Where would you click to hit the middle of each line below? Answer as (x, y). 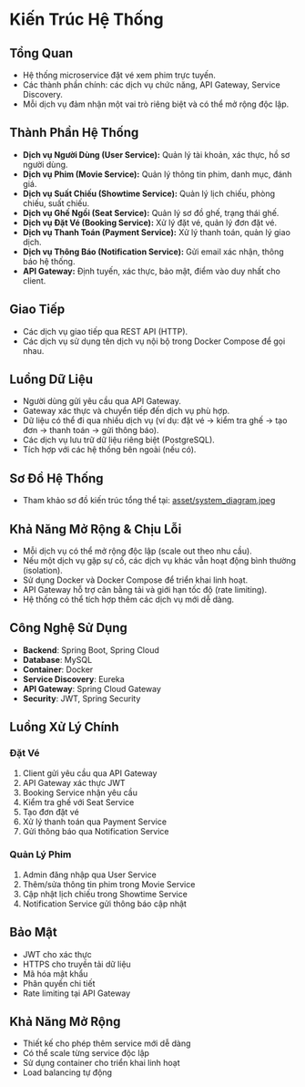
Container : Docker (58, 669)
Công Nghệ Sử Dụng (68, 628)
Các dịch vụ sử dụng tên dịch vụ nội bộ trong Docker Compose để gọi (154, 341)
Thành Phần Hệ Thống (74, 133)
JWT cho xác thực (57, 954)
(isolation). (43, 571)
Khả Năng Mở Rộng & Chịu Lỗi (96, 529)
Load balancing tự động (67, 1072)
